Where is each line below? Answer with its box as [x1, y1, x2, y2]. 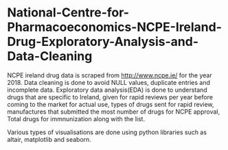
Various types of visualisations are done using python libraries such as [7, 128, 207, 136]
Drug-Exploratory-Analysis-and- [7, 34, 199, 49]
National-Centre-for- [7, 5, 129, 21]
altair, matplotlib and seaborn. [7, 135, 91, 143]
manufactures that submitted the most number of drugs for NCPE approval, [7, 108, 220, 116]
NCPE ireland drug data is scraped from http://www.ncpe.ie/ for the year [7, 71, 212, 79]
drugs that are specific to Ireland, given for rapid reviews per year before [7, 92, 213, 101]
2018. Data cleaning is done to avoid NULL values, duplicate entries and [7, 78, 211, 86]
